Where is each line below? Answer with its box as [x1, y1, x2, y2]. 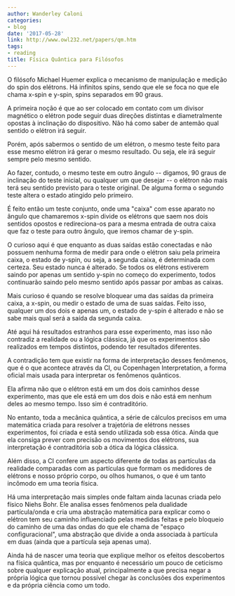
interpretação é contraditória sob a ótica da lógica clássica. [7, 443, 179, 451]
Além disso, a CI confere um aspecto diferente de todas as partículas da [7, 456, 216, 465]
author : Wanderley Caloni [7, 10, 83, 18]
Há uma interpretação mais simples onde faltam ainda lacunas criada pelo [7, 493, 222, 501]
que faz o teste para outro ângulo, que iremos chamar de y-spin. [7, 226, 194, 235]
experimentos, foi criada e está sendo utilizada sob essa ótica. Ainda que [7, 428, 219, 436]
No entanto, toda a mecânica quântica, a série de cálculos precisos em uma [7, 413, 227, 422]
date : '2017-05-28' [7, 30, 65, 37]
